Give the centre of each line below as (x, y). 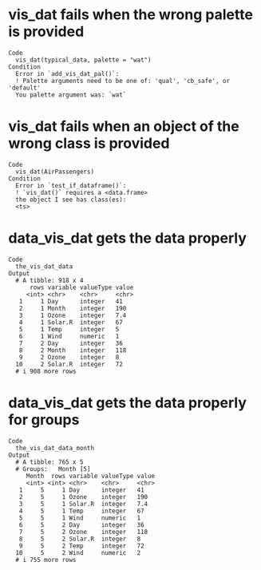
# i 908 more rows (46, 371)
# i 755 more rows (46, 560)
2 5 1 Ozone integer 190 (83, 497)
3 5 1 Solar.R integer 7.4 (83, 504)
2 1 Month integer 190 (73, 308)
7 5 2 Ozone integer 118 (83, 532)
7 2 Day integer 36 (71, 343)
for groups (44, 420)
